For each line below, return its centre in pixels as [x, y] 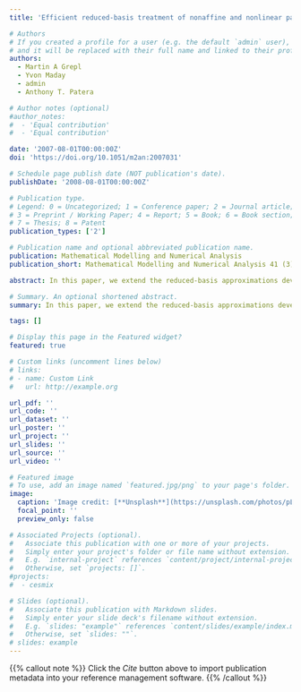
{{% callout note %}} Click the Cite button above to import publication [138, 668]
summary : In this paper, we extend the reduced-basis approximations [142, 305]
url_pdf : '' [31, 403]
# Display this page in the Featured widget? [95, 337]
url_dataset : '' [39, 420]
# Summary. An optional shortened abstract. [94, 296]
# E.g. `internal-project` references [86, 560]
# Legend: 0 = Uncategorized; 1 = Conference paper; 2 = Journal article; [152, 207]
